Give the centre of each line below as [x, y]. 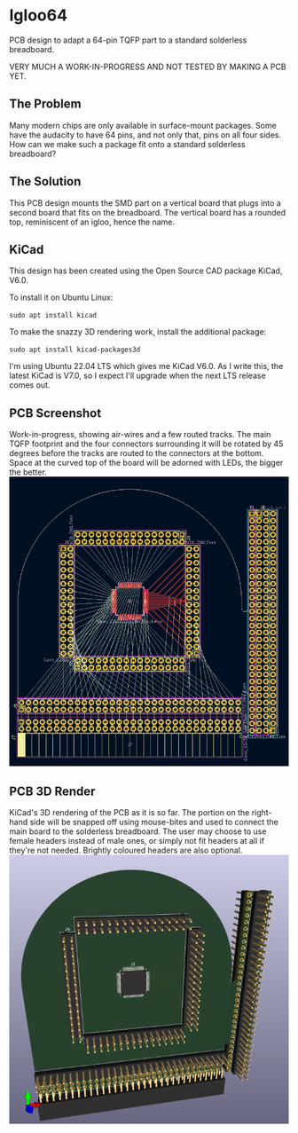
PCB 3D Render [52, 791]
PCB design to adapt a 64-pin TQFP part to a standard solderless [128, 40]
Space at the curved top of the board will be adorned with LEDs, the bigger [146, 463]
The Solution [45, 181]
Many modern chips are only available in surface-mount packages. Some [143, 125]
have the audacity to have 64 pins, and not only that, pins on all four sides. [145, 135]
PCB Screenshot [55, 413]
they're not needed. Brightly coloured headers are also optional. [126, 850]
